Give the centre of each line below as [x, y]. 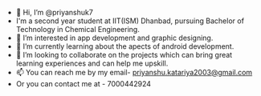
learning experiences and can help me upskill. [92, 63]
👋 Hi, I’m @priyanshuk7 [55, 12]
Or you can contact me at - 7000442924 [83, 84]
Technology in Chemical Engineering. [78, 29]
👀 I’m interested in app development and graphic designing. [114, 38]
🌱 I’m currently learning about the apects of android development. [125, 46]
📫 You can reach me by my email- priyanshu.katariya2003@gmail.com [134, 72]
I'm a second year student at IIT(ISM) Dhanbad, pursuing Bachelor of [130, 21]
